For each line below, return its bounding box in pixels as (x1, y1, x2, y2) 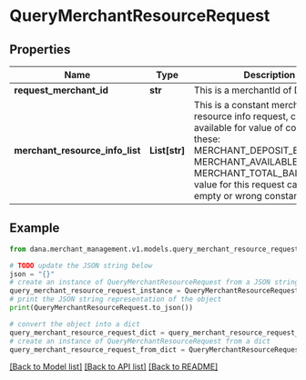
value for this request (194, 178, 285, 191)
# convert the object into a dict (9, 319, 141, 328)
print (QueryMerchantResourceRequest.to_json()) (9, 304, 194, 313)
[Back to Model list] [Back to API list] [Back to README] (9, 361, 219, 373)
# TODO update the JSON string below (9, 261, 153, 270)
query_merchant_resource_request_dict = (9, 328, 166, 337)
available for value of (194, 122, 284, 134)
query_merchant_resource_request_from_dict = (9, 345, 185, 355)
